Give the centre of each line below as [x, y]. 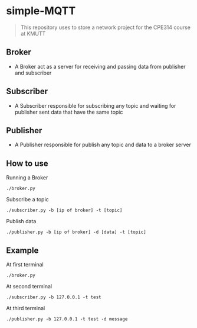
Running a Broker [27, 178]
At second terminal [29, 286]
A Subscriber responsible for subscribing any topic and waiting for [95, 105]
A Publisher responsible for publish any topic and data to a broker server [103, 145]
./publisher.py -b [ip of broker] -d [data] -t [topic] [76, 232]
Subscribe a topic [27, 200]
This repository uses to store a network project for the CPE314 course [105, 27]
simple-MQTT [41, 11]
